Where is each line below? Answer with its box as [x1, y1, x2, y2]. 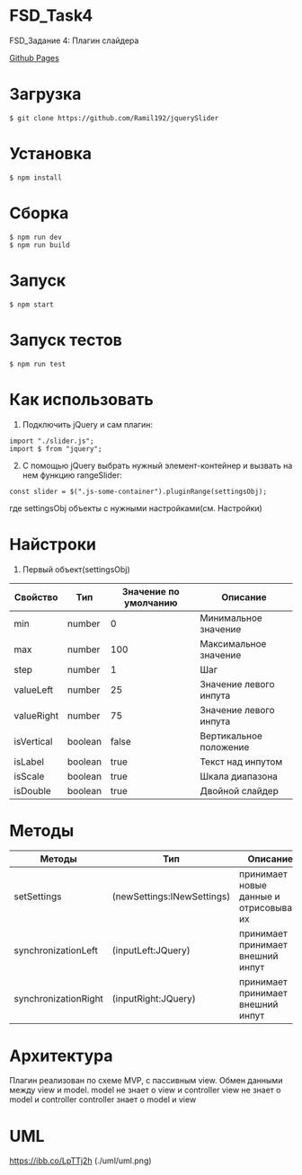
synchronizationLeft [13, 944, 99, 957]
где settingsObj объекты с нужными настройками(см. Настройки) [9, 502, 262, 513]
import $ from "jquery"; [9, 444, 102, 454]
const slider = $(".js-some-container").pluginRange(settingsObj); [9, 487, 268, 496]
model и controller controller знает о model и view [9, 1094, 197, 1105]
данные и [239, 890, 280, 903]
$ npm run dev [9, 233, 63, 242]
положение [200, 740, 250, 753]
